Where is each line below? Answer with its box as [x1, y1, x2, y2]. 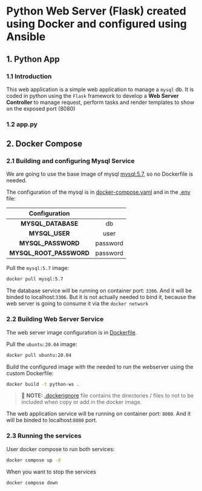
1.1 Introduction [6, 72, 52, 80]
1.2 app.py [6, 120, 38, 128]
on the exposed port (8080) [6, 104, 76, 112]
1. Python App [6, 54, 60, 64]
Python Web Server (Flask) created [6, 4, 186, 18]
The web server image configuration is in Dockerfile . [6, 329, 137, 336]
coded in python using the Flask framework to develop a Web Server [6, 92, 179, 99]
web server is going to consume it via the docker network [6, 300, 149, 307]
